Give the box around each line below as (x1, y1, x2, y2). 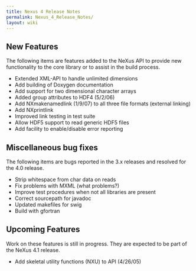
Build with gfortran (14, 208, 60, 214)
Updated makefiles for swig (14, 201, 82, 208)
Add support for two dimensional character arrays (14, 88, 137, 95)
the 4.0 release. (6, 164, 44, 172)
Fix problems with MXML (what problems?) (14, 182, 120, 189)
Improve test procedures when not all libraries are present (14, 189, 156, 195)
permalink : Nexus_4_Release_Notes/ (6, 14, 94, 20)
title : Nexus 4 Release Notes (6, 8, 81, 15)
